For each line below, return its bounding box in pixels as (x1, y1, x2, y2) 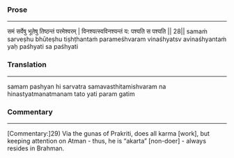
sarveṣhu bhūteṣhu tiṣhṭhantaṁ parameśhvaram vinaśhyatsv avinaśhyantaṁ (7, 35, 227, 43)
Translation (7, 60, 47, 70)
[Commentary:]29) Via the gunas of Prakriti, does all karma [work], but (7, 129, 210, 137)
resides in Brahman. (7, 144, 65, 152)
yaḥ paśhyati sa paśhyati (7, 42, 79, 51)
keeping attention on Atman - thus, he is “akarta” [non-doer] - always (7, 136, 207, 145)
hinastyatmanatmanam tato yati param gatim (7, 89, 136, 98)
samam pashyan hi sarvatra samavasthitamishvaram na (7, 82, 166, 90)
